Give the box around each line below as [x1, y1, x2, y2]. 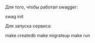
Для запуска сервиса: [5, 23, 52, 29]
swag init [5, 14, 24, 19]
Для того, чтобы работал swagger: [5, 4, 78, 10]
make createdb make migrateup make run [5, 33, 91, 38]
